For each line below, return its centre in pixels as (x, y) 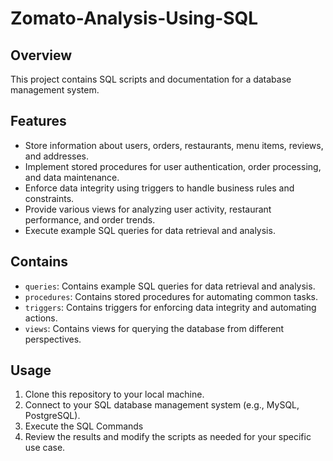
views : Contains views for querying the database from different (154, 328)
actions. (41, 318)
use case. (45, 448)
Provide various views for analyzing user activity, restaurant (148, 209)
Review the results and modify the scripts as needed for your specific (168, 437)
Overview (41, 55)
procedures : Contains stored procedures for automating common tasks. (171, 296)
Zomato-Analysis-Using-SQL (134, 18)
